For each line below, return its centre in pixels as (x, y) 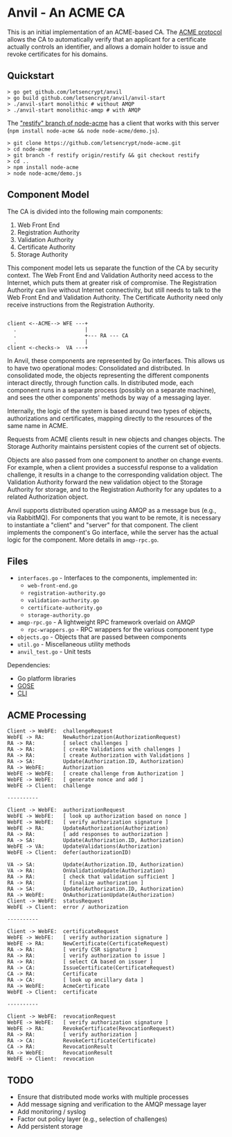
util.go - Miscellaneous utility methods (74, 644)
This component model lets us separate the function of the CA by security (113, 268)
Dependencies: (29, 665)
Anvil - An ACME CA (66, 13)
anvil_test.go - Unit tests (54, 652)
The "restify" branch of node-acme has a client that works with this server (113, 123)
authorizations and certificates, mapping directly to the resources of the (110, 418)
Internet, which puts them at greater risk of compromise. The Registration (112, 282)
